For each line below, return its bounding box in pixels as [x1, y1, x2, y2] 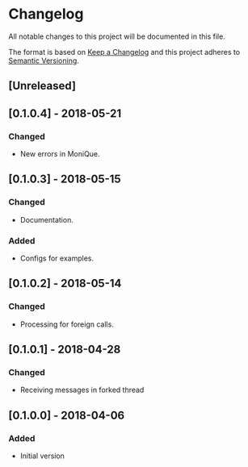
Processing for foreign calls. [19, 319, 115, 329]
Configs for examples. [19, 253, 95, 263]
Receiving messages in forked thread [19, 385, 145, 395]
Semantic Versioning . [8, 56, 79, 65]
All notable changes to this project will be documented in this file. [8, 31, 226, 41]
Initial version [19, 451, 65, 461]
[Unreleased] [8, 79, 77, 93]
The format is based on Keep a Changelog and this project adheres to [8, 47, 241, 56]
